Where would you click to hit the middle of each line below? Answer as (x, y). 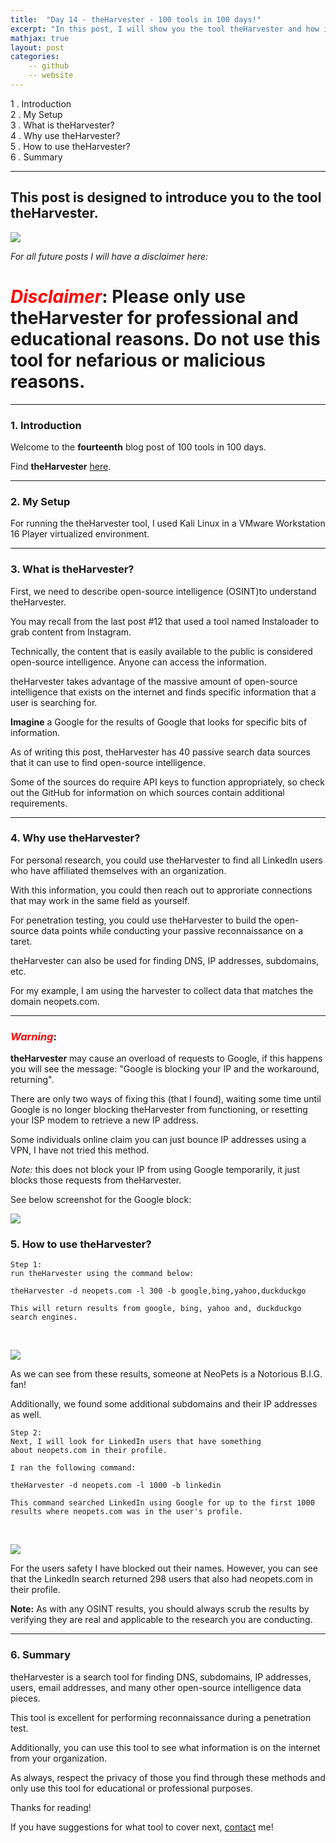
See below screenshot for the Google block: (101, 1200)
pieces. (25, 1698)
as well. (26, 1415)
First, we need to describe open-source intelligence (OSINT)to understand (163, 591)
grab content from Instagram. (71, 632)
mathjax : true (40, 38)
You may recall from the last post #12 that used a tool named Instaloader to (165, 621)
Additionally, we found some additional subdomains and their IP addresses (164, 1404)
